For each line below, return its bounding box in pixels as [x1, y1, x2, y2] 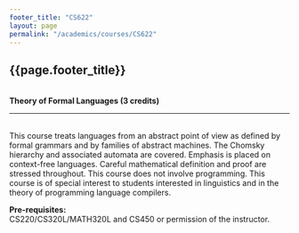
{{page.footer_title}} [9, 62, 126, 77]
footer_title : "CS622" [9, 12, 93, 22]
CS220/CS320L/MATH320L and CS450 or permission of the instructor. [9, 214, 270, 225]
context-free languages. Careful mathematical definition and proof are [9, 159, 267, 170]
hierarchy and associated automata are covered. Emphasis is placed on [9, 149, 271, 160]
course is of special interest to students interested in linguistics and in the [9, 178, 279, 189]
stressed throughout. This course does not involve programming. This [9, 168, 265, 179]
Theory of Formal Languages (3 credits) [9, 95, 160, 107]
